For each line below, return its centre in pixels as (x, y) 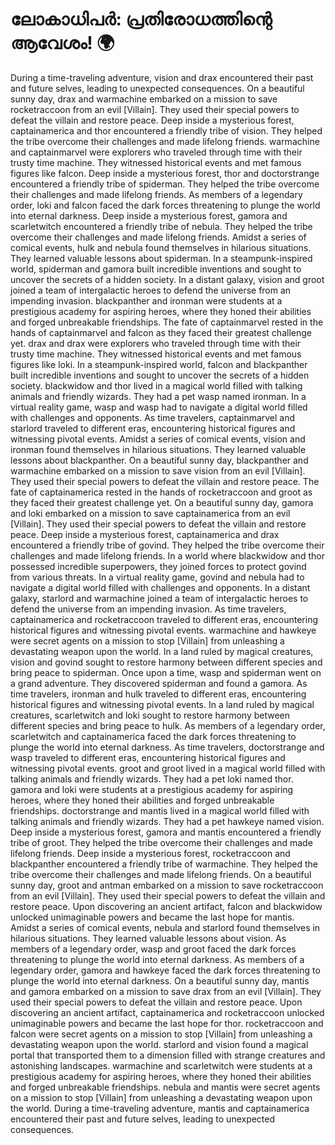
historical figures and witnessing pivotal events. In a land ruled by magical (162, 704)
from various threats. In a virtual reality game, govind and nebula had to (157, 577)
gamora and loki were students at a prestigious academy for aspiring (152, 789)
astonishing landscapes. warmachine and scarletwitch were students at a (161, 1065)
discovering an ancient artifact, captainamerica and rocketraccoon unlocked (167, 1012)
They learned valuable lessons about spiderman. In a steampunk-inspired (161, 258)
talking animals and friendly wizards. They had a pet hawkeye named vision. (167, 821)
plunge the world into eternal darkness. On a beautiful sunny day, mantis (160, 980)
